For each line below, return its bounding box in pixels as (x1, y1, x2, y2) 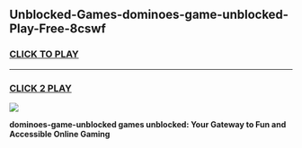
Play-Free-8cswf (9, 22, 106, 37)
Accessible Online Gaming (9, 128, 111, 139)
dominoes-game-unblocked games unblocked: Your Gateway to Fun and (9, 118, 287, 129)
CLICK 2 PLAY (9, 82, 72, 94)
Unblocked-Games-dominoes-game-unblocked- (9, 7, 289, 22)
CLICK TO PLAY (9, 48, 79, 61)
